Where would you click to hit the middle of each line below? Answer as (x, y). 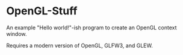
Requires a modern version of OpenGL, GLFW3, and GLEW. (80, 45)
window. (17, 33)
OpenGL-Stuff (42, 11)
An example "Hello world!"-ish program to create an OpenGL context (91, 27)
